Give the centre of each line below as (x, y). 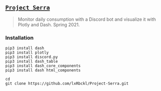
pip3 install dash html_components (43, 70)
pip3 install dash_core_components (43, 66)
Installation (20, 37)
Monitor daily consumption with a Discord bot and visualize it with (87, 19)
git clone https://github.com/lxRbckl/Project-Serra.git (67, 84)
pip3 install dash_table (32, 62)
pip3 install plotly (27, 53)
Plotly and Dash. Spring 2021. (49, 24)
